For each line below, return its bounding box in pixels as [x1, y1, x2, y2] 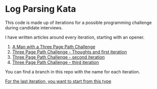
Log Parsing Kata [5, 3, 76, 15]
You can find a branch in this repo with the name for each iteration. [5, 68, 140, 74]
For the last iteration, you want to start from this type [5, 78, 112, 84]
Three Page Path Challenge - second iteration [12, 54, 105, 60]
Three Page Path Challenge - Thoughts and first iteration [12, 49, 127, 55]
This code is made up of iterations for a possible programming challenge [5, 20, 152, 25]
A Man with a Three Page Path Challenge [12, 44, 96, 49]
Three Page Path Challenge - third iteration [12, 59, 99, 65]
